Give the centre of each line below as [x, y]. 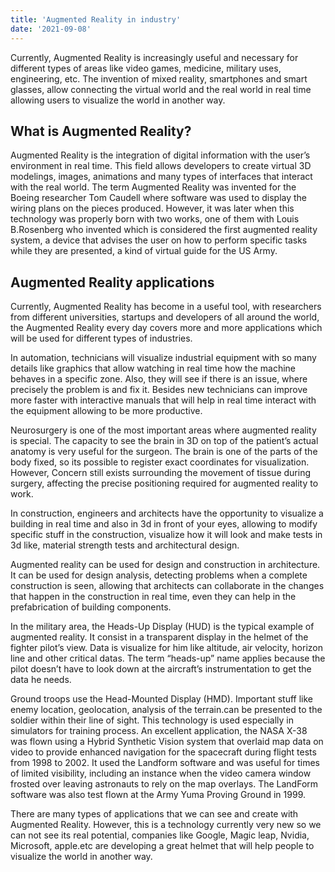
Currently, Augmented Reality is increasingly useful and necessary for [154, 57]
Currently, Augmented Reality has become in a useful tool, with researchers [166, 307]
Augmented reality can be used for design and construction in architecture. [165, 565]
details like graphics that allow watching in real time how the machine [153, 368]
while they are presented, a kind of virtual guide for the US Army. [144, 251]
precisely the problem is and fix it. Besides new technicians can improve [159, 390]
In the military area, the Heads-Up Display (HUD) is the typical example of [162, 627]
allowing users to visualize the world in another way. [118, 100]
